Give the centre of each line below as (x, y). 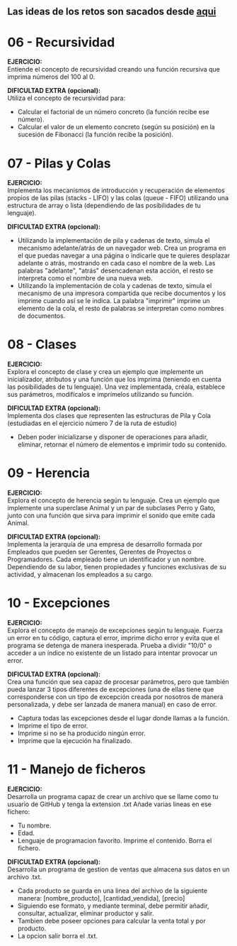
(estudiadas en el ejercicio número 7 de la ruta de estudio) (92, 423)
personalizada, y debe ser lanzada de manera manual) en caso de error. (112, 705)
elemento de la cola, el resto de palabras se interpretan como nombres (121, 309)
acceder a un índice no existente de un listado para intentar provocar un (112, 653)
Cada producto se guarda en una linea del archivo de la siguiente (112, 891)
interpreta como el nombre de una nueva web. (85, 278)
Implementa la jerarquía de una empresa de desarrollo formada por (105, 544)
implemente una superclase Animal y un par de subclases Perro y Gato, (111, 508)
